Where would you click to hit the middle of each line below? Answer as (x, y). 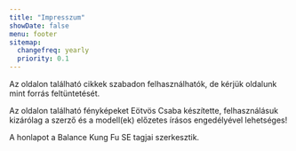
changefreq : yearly (53, 51)
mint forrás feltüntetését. (55, 93)
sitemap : (25, 42)
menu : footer (33, 34)
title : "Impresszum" (48, 17)
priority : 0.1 (43, 59)
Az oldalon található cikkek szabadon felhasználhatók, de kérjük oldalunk (143, 84)
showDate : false (39, 26)
